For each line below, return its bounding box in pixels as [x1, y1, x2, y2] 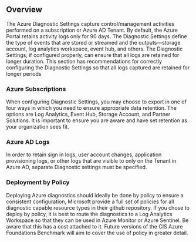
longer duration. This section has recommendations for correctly [6, 58, 163, 65]
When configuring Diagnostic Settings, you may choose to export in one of [6, 98, 187, 105]
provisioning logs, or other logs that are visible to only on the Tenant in [6, 157, 177, 164]
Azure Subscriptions [6, 85, 66, 93]
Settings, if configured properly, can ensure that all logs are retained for [6, 51, 180, 58]
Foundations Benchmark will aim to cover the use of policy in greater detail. [6, 229, 188, 236]
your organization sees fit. [6, 123, 69, 130]
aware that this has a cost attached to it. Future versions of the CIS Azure [6, 223, 183, 230]
